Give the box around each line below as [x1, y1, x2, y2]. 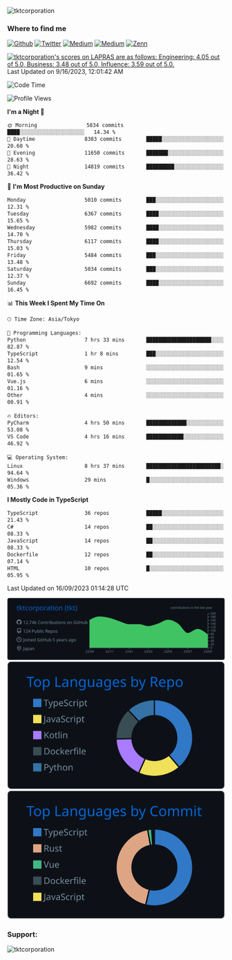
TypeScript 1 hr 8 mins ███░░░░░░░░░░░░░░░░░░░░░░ [7, 350, 224, 357]
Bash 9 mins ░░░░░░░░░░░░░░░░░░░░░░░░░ [7, 364, 224, 371]
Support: [7, 930, 38, 939]
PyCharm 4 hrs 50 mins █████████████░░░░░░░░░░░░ [7, 420, 224, 426]
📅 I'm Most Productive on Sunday [7, 182, 105, 191]
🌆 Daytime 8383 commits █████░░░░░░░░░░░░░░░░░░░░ [7, 135, 224, 143]
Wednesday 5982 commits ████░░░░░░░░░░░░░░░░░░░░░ [7, 225, 224, 232]
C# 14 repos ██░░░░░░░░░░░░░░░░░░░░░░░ [7, 524, 224, 531]
